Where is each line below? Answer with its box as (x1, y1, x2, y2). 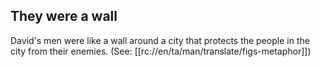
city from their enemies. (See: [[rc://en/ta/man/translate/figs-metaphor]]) (10, 45, 312, 57)
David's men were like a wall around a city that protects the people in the (10, 34, 310, 46)
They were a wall (10, 8, 118, 25)
